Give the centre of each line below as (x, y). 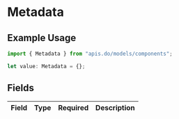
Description (115, 107)
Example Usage (42, 38)
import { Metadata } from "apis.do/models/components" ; (90, 54)
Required (73, 107)
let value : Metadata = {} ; (46, 66)
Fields (21, 88)
